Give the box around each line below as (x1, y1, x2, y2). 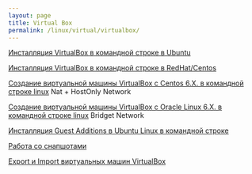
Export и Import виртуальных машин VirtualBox (8, 157, 166, 166)
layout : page (8, 11, 52, 20)
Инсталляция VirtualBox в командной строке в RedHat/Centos (8, 63, 216, 73)
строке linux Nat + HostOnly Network (8, 87, 132, 96)
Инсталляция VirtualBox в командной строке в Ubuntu (8, 48, 191, 58)
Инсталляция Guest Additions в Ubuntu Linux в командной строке (8, 126, 229, 135)
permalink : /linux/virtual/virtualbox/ (8, 26, 140, 34)
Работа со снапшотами (8, 142, 87, 151)
